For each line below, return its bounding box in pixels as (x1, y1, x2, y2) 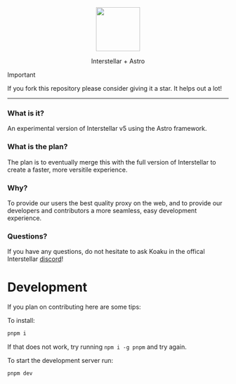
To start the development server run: (7, 357, 114, 364)
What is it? (7, 108, 44, 118)
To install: (7, 316, 35, 325)
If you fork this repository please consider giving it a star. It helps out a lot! (7, 84, 223, 92)
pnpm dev (7, 370, 33, 377)
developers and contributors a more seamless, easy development (7, 206, 197, 215)
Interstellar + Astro (91, 57, 145, 65)
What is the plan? (7, 142, 68, 152)
